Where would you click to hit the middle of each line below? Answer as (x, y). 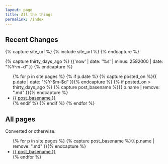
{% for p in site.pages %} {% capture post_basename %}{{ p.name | (83, 141)
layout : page (19, 10)
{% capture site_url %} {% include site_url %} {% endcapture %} (72, 52)
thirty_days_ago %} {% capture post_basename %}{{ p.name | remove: (86, 87)
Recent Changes (32, 39)
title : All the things (29, 15)
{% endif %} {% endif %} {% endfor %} (54, 103)
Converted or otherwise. (30, 131)
